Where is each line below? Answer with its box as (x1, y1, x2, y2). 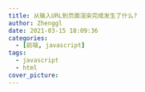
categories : (8, 34, 48, 42)
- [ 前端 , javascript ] (15, 42, 86, 50)
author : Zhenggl (8, 19, 62, 27)
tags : (8, 49, 26, 57)
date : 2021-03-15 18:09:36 (8, 26, 99, 34)
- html (15, 64, 38, 72)
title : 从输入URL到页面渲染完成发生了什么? (8, 11, 138, 20)
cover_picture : (8, 71, 59, 79)
